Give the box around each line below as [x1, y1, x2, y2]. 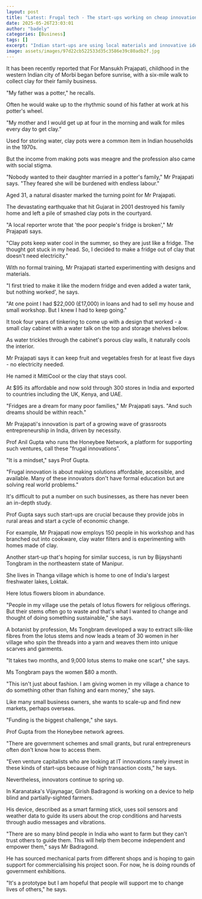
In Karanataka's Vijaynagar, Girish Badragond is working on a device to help [6, 787, 194, 795]
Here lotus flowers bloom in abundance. [6, 589, 105, 597]
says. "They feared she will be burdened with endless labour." [6, 179, 160, 187]
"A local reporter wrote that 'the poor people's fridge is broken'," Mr [6, 221, 174, 228]
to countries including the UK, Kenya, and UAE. [6, 390, 123, 398]
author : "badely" [6, 25, 50, 32]
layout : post [6, 8, 39, 15]
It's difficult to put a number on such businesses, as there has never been [6, 492, 189, 500]
